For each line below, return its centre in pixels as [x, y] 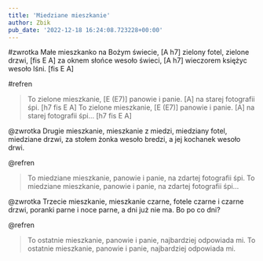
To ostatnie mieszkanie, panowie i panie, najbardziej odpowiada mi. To [141, 241]
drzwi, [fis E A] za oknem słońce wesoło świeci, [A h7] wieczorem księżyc [128, 60]
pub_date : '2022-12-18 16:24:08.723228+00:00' [86, 30]
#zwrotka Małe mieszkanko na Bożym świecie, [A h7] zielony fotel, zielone [129, 53]
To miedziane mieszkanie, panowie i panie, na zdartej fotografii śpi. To [141, 178]
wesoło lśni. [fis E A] [41, 69]
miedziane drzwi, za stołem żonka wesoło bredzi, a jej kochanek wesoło [124, 140]
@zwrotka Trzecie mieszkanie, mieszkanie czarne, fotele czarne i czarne [126, 201]
